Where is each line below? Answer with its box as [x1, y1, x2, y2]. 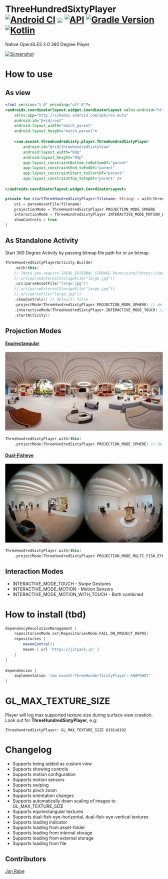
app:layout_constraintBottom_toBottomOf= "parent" [23, 160, 128, 165]
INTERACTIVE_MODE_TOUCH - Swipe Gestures [12, 580, 111, 586]
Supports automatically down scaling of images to [12, 798, 116, 804]
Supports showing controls [12, 766, 68, 772]
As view [5, 88, 31, 97]
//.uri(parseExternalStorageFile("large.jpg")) [14, 286, 115, 291]
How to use [5, 68, 53, 80]
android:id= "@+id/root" [14, 118, 64, 123]
